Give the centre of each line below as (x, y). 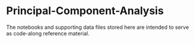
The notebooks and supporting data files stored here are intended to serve (97, 27)
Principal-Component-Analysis (85, 11)
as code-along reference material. (48, 33)
